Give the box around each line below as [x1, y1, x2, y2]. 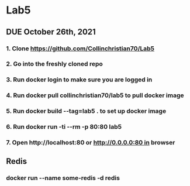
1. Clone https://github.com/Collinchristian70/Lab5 [6, 44, 155, 53]
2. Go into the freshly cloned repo [6, 60, 103, 68]
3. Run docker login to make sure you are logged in [6, 75, 153, 84]
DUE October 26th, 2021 [6, 27, 96, 37]
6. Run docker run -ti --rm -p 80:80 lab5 [6, 123, 122, 131]
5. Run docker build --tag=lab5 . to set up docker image [6, 107, 167, 115]
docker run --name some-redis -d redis [6, 174, 120, 182]
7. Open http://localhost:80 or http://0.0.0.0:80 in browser [6, 139, 175, 147]
